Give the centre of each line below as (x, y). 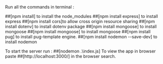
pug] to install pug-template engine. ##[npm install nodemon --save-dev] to (81, 37)
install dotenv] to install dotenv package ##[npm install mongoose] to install (81, 26)
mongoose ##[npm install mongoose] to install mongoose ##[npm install (78, 32)
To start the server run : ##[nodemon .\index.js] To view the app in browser (81, 51)
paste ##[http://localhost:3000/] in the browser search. (60, 56)
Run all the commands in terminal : (40, 7)
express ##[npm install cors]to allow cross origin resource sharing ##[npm (80, 21)
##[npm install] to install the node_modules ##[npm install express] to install (81, 16)
